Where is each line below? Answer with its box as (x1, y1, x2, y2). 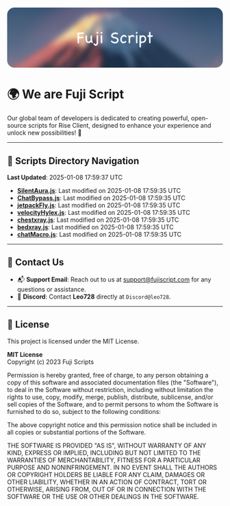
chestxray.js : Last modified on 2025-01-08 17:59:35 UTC (16, 216, 179, 224)
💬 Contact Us (7, 257, 64, 268)
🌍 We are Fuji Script (7, 87, 125, 102)
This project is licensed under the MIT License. (7, 337, 140, 345)
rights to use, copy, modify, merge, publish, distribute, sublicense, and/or (7, 393, 214, 401)
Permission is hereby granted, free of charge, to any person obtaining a (7, 371, 209, 379)
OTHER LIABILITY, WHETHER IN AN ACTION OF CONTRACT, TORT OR (7, 478, 207, 486)
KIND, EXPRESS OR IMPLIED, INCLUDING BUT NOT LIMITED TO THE (7, 448, 201, 457)
